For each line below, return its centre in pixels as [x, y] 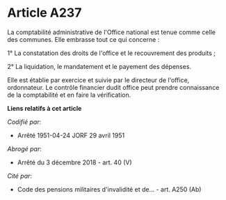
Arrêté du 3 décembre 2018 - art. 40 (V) [74, 162]
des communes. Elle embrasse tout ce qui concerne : [83, 39]
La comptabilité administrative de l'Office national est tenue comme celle [111, 32]
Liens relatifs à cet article [45, 108]
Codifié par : [24, 122]
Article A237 [45, 13]
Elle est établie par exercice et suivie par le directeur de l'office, [98, 80]
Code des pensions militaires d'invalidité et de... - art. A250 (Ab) [109, 189]
